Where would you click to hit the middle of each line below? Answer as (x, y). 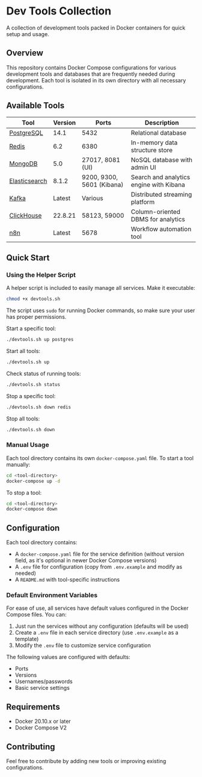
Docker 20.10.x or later (43, 721)
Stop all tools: (23, 419)
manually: (18, 464)
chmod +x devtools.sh (33, 299)
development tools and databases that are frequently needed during (91, 74)
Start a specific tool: (31, 328)
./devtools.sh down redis (38, 407)
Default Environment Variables (52, 595)
